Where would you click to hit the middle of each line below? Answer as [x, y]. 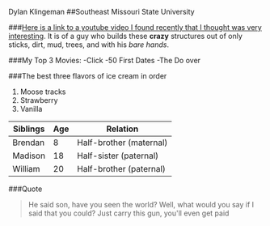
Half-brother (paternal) [121, 169]
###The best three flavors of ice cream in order [88, 76]
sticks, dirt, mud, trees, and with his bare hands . [89, 45]
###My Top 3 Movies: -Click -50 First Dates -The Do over [104, 60]
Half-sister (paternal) [118, 156]
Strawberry [39, 100]
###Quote [25, 189]
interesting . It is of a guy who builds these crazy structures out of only [125, 36]
